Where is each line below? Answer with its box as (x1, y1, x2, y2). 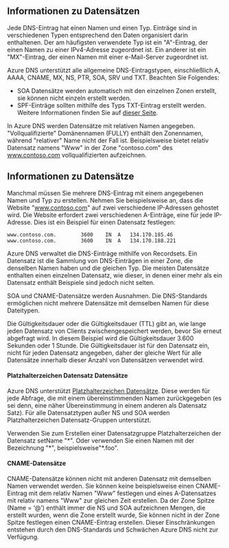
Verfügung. (7, 533, 39, 541)
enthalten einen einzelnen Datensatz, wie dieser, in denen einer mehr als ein (7, 271, 223, 279)
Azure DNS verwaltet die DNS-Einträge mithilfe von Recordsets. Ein (7, 249, 197, 258)
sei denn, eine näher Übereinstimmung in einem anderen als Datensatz (7, 401, 207, 410)
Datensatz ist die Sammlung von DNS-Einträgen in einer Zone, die (7, 256, 193, 264)
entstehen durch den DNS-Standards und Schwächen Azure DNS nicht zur (7, 525, 219, 534)
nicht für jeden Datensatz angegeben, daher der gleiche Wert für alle (7, 349, 202, 357)
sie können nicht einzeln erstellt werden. (16, 94, 132, 102)
